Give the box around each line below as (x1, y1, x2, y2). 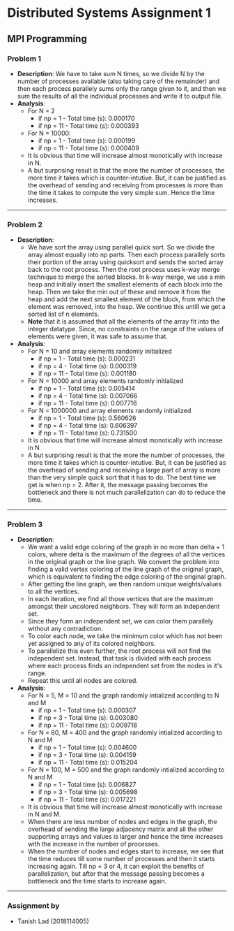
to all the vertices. (27, 587, 79, 596)
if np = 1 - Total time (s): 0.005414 (38, 384, 136, 393)
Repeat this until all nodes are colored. (27, 677, 138, 685)
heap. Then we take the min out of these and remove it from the (27, 288, 211, 296)
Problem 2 (7, 219, 43, 229)
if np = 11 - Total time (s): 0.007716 (38, 399, 137, 407)
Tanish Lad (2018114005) (17, 917, 89, 925)
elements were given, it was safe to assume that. (27, 332, 169, 340)
